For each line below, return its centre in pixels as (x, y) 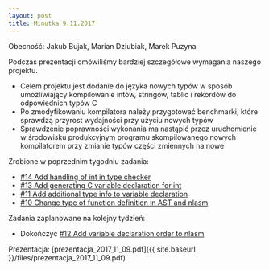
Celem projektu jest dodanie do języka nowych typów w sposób (126, 86)
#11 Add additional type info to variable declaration (104, 194)
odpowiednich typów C (58, 103)
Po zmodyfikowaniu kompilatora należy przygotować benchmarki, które (139, 111)
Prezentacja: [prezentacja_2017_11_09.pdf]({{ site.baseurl (102, 249)
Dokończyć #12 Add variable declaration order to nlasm (112, 233)
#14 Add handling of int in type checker (85, 177)
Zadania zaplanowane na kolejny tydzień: (77, 218)
